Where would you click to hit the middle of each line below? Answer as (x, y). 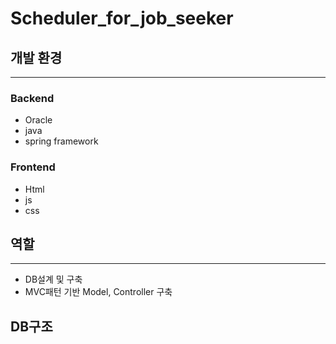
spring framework (61, 141)
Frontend (33, 167)
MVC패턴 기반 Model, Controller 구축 (98, 292)
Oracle (38, 120)
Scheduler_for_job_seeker (122, 18)
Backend (32, 98)
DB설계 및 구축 (53, 279)
